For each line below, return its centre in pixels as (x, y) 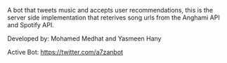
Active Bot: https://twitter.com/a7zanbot (65, 52)
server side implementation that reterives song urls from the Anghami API (113, 17)
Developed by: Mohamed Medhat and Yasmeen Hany (84, 38)
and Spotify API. (31, 25)
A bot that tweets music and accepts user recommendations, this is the (110, 10)
